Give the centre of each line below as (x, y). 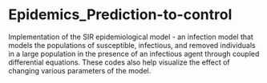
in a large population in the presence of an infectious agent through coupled (134, 53)
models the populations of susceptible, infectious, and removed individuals (132, 45)
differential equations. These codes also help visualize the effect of (119, 62)
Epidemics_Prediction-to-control (120, 15)
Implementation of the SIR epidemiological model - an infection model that (131, 37)
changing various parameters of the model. (80, 70)
